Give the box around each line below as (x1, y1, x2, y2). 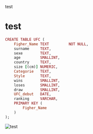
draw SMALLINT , (14, 87, 60, 92)
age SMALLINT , (14, 55, 60, 60)
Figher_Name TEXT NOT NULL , (14, 41, 89, 47)
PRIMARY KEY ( (14, 101, 43, 106)
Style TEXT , (14, 73, 51, 79)
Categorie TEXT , (14, 69, 51, 74)
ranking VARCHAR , (14, 96, 58, 102)
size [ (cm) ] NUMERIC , (14, 64, 58, 70)
